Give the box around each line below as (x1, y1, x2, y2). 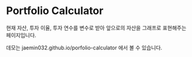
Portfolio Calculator (6, 4, 104, 18)
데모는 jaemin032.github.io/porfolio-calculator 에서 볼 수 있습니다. (6, 44, 163, 51)
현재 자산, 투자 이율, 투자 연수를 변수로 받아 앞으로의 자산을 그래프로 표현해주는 (6, 24, 187, 31)
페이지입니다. (6, 31, 37, 39)
